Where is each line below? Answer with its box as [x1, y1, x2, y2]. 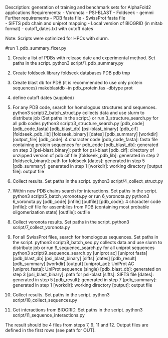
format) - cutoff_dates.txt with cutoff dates [5, 26, 94, 32]
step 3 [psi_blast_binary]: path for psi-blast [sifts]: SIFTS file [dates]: [12, 271, 154, 277]
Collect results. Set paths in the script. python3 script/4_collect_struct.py [12, 178, 163, 184]
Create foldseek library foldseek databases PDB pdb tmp [12, 70, 130, 76]
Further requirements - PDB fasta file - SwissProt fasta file [5, 15, 125, 21]
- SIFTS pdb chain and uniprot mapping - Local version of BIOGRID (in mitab [5, 20, 163, 26]
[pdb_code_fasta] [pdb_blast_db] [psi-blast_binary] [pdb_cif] [12, 126, 138, 132]
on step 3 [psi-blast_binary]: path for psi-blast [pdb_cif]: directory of [12, 147, 154, 153]
